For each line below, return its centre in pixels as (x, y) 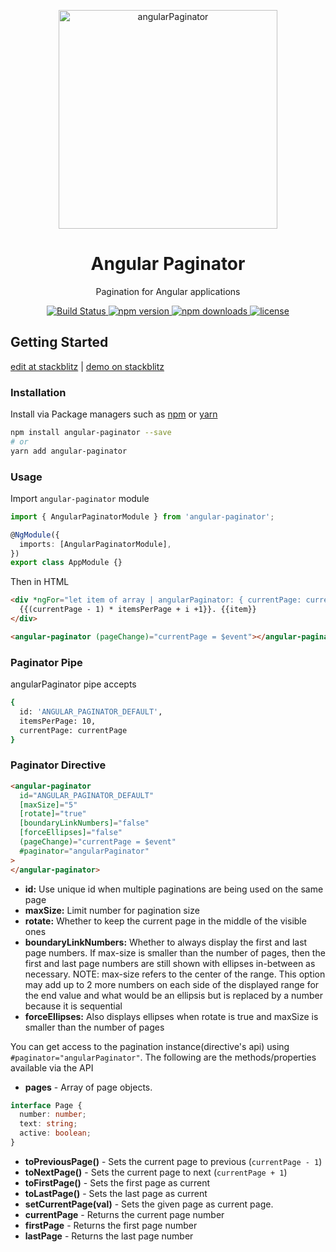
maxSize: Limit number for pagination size (112, 910)
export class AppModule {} (66, 563)
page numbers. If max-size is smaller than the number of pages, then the (175, 952)
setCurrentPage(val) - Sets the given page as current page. (149, 1204)
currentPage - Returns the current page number (124, 1214)
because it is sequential (73, 1006)
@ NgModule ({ (35, 535)
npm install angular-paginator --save (91, 433)
